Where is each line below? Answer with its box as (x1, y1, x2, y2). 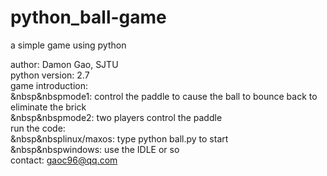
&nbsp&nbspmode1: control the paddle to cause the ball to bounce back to (10, 90, 318, 102)
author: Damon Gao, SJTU (10, 58, 119, 70)
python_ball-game (10, 6, 167, 29)
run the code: (10, 122, 66, 134)
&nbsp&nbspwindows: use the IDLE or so (10, 143, 180, 155)
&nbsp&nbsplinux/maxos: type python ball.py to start (10, 132, 229, 145)
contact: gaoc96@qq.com (10, 154, 118, 166)
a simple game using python (10, 39, 127, 51)
